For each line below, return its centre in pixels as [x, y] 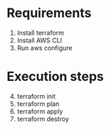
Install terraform [41, 33]
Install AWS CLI [39, 40]
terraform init [36, 96]
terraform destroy [43, 119]
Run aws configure [44, 48]
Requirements [49, 13]
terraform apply [40, 111]
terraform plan [38, 104]
